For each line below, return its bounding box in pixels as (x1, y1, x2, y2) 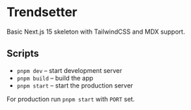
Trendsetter (6, 4, 78, 20)
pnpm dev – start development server (16, 66, 123, 74)
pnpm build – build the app (16, 74, 94, 82)
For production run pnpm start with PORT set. (6, 95, 135, 103)
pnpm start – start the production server (16, 81, 133, 90)
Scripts (6, 48, 39, 60)
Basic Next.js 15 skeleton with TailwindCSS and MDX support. (6, 27, 185, 36)
